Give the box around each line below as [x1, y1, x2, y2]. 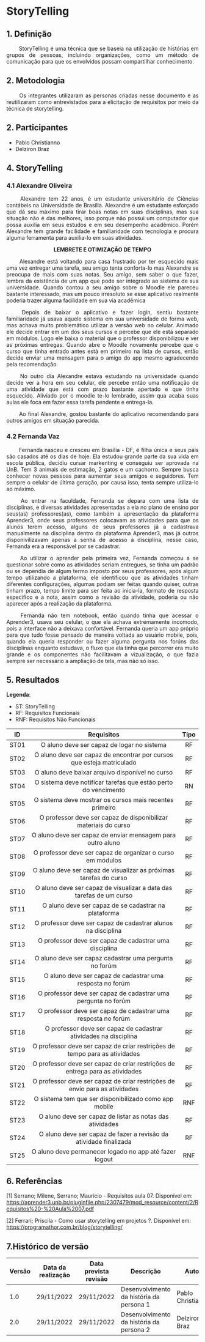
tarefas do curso [80, 873, 128, 882]
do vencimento [82, 786, 125, 795]
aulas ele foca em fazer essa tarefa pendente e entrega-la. [6, 399, 154, 406]
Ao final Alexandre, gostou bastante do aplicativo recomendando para [19, 410, 199, 418]
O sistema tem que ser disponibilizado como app [34, 1095, 174, 1103]
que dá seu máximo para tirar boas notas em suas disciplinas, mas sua [6, 208, 199, 215]
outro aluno [87, 839, 120, 847]
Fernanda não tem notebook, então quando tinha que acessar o [20, 612, 199, 619]
